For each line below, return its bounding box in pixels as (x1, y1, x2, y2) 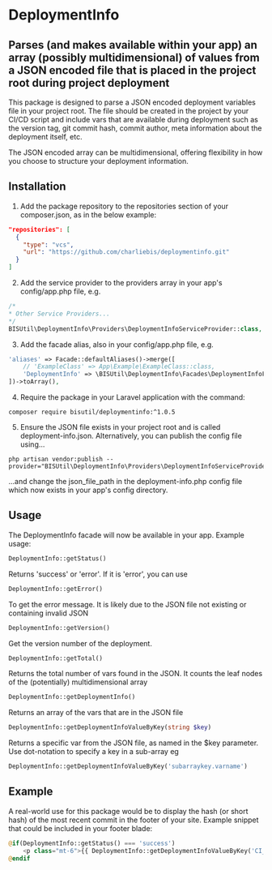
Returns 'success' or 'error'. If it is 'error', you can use (8, 569, 188, 579)
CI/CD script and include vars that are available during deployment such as (8, 115, 259, 124)
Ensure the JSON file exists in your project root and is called (19, 422, 221, 432)
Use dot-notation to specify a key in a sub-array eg (8, 747, 180, 756)
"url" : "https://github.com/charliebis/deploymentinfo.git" (23, 248, 230, 256)
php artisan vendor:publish (8, 456, 104, 464)
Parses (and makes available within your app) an (8, 38, 257, 52)
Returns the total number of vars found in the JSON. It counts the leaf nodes (8, 669, 263, 679)
